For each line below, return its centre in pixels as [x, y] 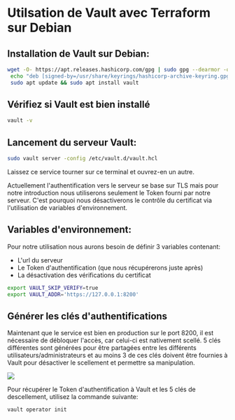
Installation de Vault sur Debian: [78, 54]
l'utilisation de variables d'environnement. [67, 208]
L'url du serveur [40, 260]
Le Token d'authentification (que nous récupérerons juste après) [110, 267]
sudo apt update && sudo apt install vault [74, 83]
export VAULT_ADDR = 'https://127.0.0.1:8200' [73, 294]
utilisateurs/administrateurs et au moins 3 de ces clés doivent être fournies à [117, 356]
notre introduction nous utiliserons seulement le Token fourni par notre [109, 193]
